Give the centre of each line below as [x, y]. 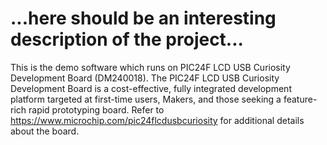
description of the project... [127, 39]
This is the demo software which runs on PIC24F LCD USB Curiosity [150, 67]
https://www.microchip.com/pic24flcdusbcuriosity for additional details [157, 120]
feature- [300, 99]
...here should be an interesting [143, 18]
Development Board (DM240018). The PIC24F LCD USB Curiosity [145, 78]
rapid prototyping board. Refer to [96, 109]
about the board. [45, 131]
